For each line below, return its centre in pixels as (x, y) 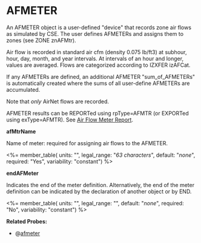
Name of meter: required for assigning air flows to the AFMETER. (87, 143)
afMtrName (21, 131)
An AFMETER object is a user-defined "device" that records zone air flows (99, 27)
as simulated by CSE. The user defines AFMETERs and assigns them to (95, 33)
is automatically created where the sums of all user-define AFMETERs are (98, 83)
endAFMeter (22, 173)
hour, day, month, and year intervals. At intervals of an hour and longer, (95, 58)
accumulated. (23, 89)
